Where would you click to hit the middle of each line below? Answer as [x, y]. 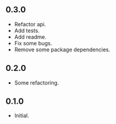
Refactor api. [30, 24]
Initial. [22, 116]
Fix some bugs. [33, 43]
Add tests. [27, 30]
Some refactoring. [36, 82]
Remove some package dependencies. [62, 49]
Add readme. [30, 37]
